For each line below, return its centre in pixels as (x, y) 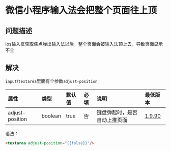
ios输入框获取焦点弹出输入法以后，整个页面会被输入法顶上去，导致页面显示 (84, 44)
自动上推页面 (112, 120)
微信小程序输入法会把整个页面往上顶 (81, 10)
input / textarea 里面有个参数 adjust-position (51, 81)
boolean (51, 116)
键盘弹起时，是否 (117, 112)
